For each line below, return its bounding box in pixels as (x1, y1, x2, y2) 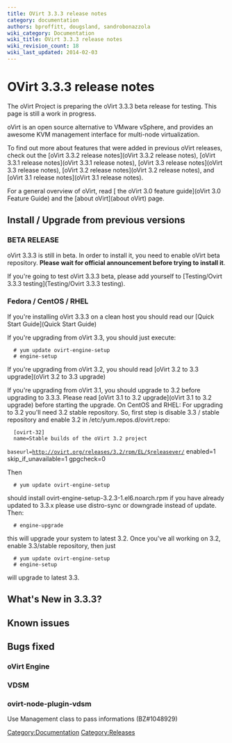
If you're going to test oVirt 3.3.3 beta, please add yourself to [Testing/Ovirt (7, 272, 222, 280)
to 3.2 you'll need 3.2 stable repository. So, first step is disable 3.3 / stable (7, 408, 220, 416)
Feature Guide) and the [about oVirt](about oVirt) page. (7, 194, 165, 202)
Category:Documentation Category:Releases (7, 728, 135, 737)
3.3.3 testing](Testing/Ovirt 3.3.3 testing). (7, 279, 126, 287)
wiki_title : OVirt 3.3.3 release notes (7, 36, 123, 43)
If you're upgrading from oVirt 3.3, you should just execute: (7, 333, 176, 342)
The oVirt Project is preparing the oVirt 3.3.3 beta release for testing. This (7, 102, 217, 110)
